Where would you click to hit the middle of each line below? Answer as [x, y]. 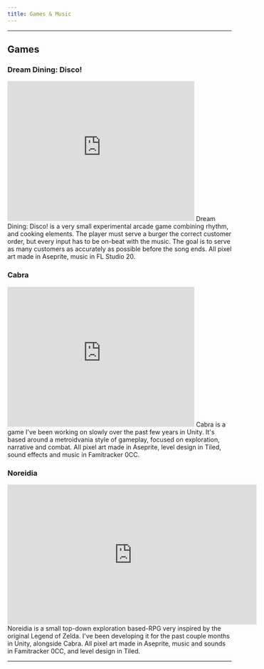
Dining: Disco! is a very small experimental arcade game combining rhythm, [118, 226]
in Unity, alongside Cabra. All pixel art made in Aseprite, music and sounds [117, 643]
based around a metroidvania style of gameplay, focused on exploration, [114, 439]
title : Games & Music [39, 14]
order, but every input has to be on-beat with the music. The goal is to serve [119, 242]
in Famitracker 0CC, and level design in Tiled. [74, 651]
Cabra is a [211, 424]
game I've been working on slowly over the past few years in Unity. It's [111, 432]
